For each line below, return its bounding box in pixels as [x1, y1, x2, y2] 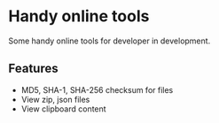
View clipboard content [20, 104, 107, 114]
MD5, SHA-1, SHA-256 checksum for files [20, 84, 174, 95]
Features [8, 61, 59, 76]
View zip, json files [20, 94, 90, 104]
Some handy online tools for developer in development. [8, 35, 211, 46]
